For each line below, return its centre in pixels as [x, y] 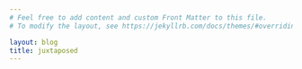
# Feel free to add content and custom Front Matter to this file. [138, 17]
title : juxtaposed [44, 50]
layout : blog [34, 42]
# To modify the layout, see [64, 26]
